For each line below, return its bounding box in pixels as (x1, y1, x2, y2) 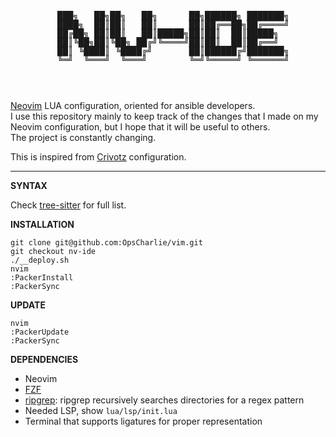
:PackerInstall (10, 273, 74, 283)
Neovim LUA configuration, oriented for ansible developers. (10, 100, 256, 111)
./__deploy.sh (10, 255, 70, 265)
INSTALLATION (10, 219, 75, 230)
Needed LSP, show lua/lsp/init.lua (24, 405, 178, 416)
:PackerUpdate (10, 327, 70, 337)
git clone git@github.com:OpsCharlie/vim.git (10, 238, 203, 248)
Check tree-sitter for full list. (10, 199, 127, 211)
